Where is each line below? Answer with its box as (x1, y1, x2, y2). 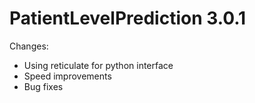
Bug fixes (23, 80, 64, 92)
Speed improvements (23, 70, 112, 82)
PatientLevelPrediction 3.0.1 (9, 7, 247, 30)
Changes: (9, 40, 49, 52)
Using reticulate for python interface (23, 59, 174, 71)
